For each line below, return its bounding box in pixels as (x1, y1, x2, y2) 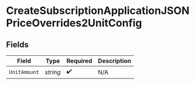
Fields (6, 40, 29, 49)
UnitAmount (9, 69, 39, 75)
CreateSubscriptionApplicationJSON (6, 4, 190, 17)
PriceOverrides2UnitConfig (6, 16, 142, 30)
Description (97, 57, 132, 65)
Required (66, 57, 93, 65)
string (45, 68, 61, 76)
